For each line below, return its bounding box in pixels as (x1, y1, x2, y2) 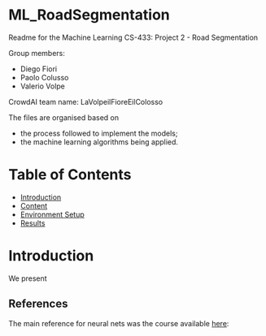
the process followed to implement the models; (20, 128, 178, 138)
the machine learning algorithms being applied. (20, 136, 179, 147)
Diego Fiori (20, 63, 58, 74)
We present (8, 274, 47, 283)
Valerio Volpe (20, 81, 65, 91)
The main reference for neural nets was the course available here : (8, 318, 229, 328)
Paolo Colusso (20, 72, 69, 82)
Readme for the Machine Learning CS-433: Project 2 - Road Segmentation (8, 32, 259, 42)
